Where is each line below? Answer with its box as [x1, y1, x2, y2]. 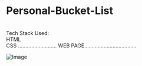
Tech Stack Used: [6, 29, 49, 36]
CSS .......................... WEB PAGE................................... [6, 42, 137, 49]
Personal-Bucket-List [6, 4, 114, 18]
